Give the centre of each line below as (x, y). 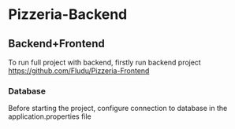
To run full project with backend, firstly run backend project (104, 62)
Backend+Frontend (56, 44)
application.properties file (50, 116)
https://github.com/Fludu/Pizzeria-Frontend (79, 71)
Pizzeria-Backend (68, 15)
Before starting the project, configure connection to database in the (118, 109)
